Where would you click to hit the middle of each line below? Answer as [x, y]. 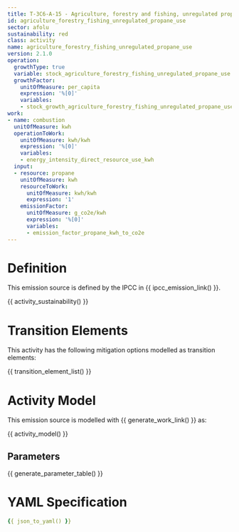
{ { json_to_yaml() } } [39, 521]
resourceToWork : [44, 186]
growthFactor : [34, 80]
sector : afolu [28, 27]
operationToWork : [39, 133]
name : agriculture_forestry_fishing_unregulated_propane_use [100, 47]
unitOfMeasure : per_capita [60, 87]
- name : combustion [36, 120]
